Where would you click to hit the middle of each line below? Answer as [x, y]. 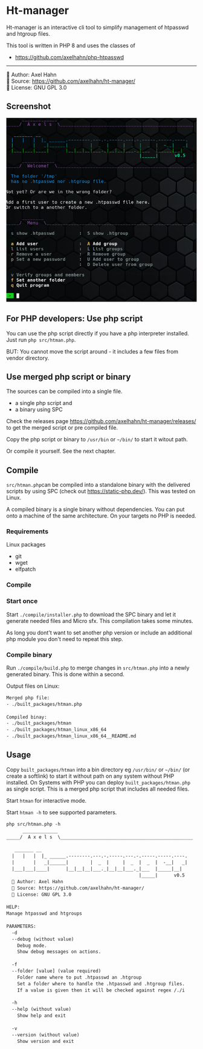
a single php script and [43, 403]
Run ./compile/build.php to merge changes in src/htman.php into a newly [98, 668]
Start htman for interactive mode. [47, 800]
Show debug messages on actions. [59, 952]
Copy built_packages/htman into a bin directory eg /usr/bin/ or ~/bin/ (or [98, 769]
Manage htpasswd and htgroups [44, 914]
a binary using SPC [39, 410]
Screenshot [29, 107]
